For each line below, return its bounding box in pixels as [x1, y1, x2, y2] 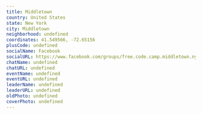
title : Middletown [6, 8, 52, 15]
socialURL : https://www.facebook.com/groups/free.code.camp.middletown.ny [6, 54, 198, 60]
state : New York [6, 20, 47, 26]
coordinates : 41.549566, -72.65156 [6, 37, 96, 43]
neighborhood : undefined [6, 31, 69, 37]
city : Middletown [6, 25, 50, 32]
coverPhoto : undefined [6, 98, 63, 104]
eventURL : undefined [6, 76, 58, 82]
